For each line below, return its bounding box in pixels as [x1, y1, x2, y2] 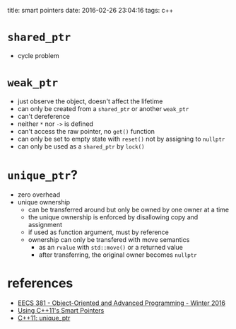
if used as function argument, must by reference [28, 228, 170, 236]
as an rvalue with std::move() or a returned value [38, 243, 184, 251]
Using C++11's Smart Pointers [17, 306, 105, 314]
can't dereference [17, 112, 71, 120]
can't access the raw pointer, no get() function [17, 127, 155, 135]
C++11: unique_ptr [17, 313, 71, 322]
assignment [28, 220, 62, 229]
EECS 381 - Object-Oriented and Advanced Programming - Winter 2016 [17, 299, 226, 307]
